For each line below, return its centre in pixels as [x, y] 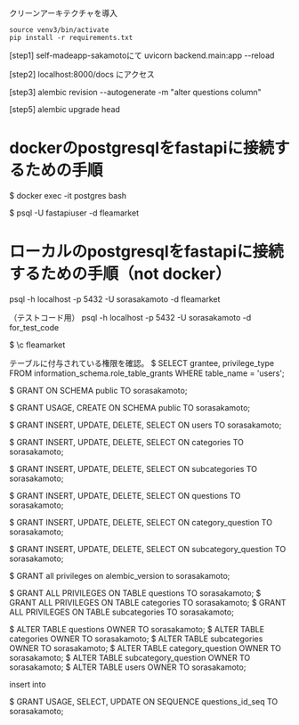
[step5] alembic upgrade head [65, 109]
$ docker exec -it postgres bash [68, 195]
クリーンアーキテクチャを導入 [64, 13]
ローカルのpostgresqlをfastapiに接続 [146, 252]
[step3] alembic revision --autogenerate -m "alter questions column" [136, 92]
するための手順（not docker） [120, 274]
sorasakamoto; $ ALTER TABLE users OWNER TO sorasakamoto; [128, 667]
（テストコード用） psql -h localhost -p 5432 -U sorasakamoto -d [130, 317]
